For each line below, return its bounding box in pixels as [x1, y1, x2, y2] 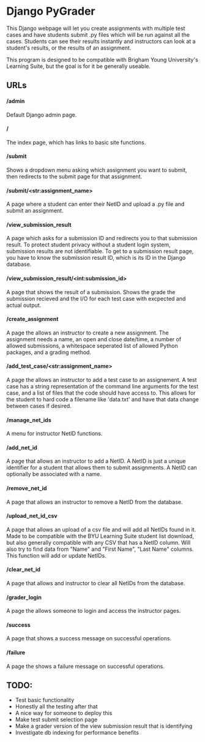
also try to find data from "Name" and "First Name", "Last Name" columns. [6, 545, 194, 553]
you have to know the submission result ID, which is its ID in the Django [6, 254, 186, 262]
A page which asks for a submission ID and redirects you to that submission [6, 235, 198, 242]
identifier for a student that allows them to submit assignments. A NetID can [6, 464, 197, 471]
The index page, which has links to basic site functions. [6, 138, 146, 146]
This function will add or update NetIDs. [6, 551, 106, 559]
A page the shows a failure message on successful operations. [6, 662, 165, 670]
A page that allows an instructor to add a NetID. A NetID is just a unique [6, 458, 186, 465]
